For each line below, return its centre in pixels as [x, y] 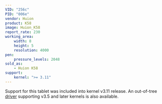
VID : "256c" [17, 9]
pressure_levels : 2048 [37, 59]
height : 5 [24, 46]
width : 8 [23, 41]
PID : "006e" [17, 14]
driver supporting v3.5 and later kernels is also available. [62, 96]
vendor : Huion [20, 18]
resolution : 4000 [31, 50]
